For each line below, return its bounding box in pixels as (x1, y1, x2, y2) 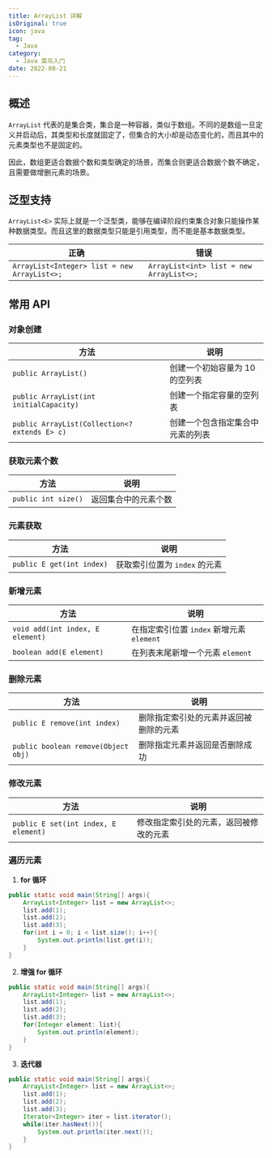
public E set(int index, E (12, 819, 117, 828)
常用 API (8, 297, 51, 311)
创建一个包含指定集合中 (169, 417, 259, 428)
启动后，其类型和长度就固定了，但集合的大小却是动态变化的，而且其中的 (22, 130, 264, 139)
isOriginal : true (8, 19, 67, 28)
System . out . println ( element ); (37, 1028, 139, 1037)
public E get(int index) (12, 560, 108, 568)
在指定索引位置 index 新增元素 (130, 624, 246, 635)
